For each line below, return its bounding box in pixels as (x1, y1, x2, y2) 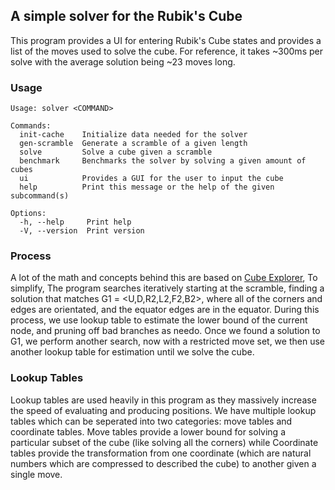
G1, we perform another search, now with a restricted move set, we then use (10, 335, 325, 348)
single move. (10, 468, 63, 480)
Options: (10, 209, 47, 219)
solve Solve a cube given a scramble (19, 147, 213, 158)
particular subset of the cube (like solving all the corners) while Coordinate (10, 436, 319, 448)
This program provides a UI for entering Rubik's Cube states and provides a (10, 34, 322, 46)
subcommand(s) (10, 191, 70, 201)
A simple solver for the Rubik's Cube (10, 8, 243, 25)
